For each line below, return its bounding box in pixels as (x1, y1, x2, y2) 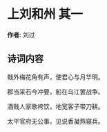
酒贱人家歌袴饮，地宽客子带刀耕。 (7, 102, 104, 110)
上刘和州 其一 (7, 6, 83, 22)
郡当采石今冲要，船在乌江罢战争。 (7, 88, 104, 96)
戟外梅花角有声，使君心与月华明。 (7, 72, 104, 81)
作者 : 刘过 (7, 31, 35, 39)
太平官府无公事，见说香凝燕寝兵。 (7, 117, 104, 125)
